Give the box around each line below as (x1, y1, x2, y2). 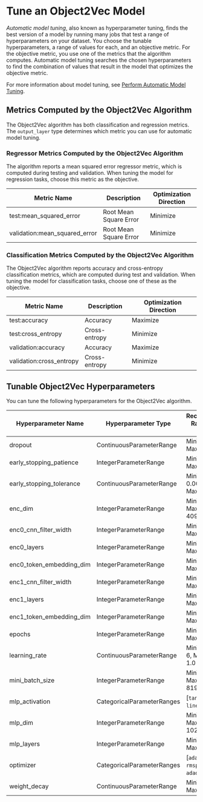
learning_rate (9, 651, 47, 660)
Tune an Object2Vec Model (6, 4, 146, 18)
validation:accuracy (9, 343, 65, 352)
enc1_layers (9, 595, 44, 603)
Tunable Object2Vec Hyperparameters (6, 381, 155, 392)
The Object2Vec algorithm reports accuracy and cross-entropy (6, 265, 163, 272)
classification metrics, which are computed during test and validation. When (6, 271, 196, 278)
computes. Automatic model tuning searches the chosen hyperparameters (6, 56, 192, 64)
